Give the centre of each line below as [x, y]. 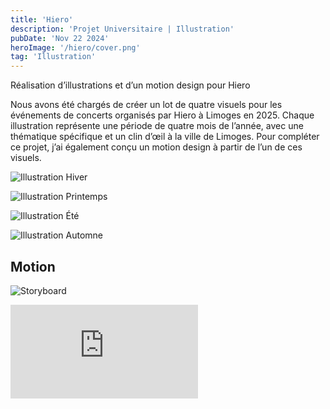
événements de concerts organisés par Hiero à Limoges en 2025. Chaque [162, 115]
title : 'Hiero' [42, 19]
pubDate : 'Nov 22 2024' [60, 38]
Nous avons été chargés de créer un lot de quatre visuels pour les [146, 105]
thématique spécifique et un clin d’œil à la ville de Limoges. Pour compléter [165, 137]
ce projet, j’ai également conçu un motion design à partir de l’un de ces [156, 147]
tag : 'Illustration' [53, 57]
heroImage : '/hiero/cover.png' [75, 47]
